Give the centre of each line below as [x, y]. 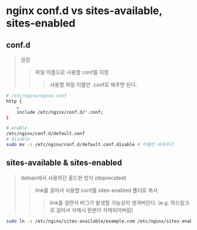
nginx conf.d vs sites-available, [84, 11]
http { [14, 101]
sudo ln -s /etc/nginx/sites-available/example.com [70, 221]
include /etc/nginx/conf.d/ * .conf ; [60, 112]
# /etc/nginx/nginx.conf [36, 96]
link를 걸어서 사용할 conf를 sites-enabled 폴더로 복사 [96, 190]
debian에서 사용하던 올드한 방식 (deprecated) [73, 178]
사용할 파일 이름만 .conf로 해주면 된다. [94, 84]
